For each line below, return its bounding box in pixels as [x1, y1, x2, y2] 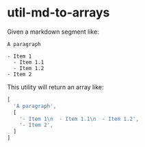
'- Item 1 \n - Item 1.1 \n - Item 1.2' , [19, 115, 139, 122]
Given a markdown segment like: [7, 27, 99, 36]
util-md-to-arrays [7, 5, 110, 21]
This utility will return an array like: [7, 82, 104, 91]
